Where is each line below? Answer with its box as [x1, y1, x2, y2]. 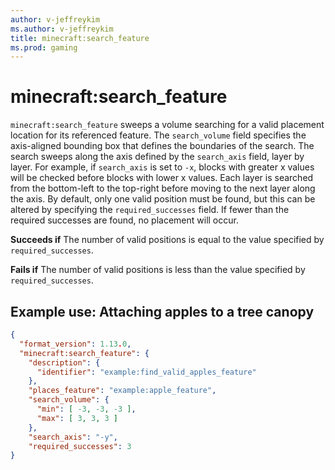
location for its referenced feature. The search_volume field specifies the [10, 129, 307, 141]
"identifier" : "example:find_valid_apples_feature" [36, 367, 257, 377]
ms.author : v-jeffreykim [10, 24, 114, 34]
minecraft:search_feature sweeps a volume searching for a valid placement [10, 119, 325, 131]
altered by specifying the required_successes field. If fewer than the [10, 204, 290, 216]
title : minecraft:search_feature [10, 33, 150, 43]
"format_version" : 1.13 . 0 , [19, 339, 132, 349]
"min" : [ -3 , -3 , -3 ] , [36, 404, 137, 414]
